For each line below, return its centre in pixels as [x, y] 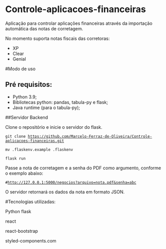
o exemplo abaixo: [24, 173]
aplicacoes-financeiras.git [35, 141]
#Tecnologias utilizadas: [31, 202]
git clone [16, 136]
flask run [16, 158]
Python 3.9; [24, 96]
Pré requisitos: [29, 85]
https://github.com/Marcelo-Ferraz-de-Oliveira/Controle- [90, 136]
